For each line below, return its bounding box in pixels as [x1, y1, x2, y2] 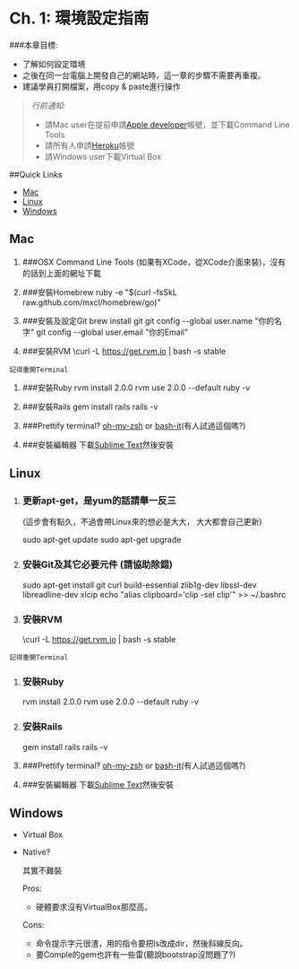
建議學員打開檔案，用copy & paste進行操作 [21, 81, 181, 92]
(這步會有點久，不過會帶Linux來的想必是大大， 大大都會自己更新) [21, 517, 262, 528]
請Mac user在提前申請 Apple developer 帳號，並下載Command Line [44, 118, 290, 130]
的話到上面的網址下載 [21, 267, 101, 278]
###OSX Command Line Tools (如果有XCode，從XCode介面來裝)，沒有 [21, 257, 286, 267]
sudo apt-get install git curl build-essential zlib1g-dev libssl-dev [21, 580, 257, 590]
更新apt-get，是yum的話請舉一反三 [21, 494, 176, 507]
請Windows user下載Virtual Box [44, 151, 162, 161]
